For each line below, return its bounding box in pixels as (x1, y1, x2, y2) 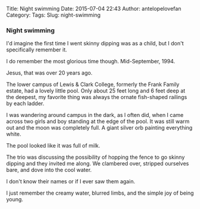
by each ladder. (6, 100, 45, 107)
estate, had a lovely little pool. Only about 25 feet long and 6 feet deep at (6, 87, 186, 94)
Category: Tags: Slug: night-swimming (6, 11, 101, 19)
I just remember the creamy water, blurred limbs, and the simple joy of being (6, 189, 194, 196)
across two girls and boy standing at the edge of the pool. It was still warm (6, 118, 190, 125)
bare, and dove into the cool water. (6, 167, 92, 174)
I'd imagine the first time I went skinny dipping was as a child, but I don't (6, 40, 184, 47)
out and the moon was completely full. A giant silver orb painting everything (6, 124, 193, 131)
